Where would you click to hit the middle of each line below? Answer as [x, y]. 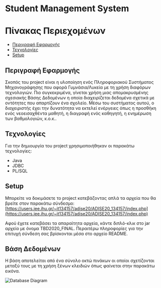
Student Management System [67, 9]
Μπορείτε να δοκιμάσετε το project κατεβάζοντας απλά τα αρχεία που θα [81, 198]
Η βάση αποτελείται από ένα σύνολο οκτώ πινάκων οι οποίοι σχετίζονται [80, 261]
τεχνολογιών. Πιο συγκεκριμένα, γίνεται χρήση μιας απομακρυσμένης [77, 92]
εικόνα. [13, 271]
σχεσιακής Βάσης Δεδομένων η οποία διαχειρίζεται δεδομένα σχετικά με [80, 97]
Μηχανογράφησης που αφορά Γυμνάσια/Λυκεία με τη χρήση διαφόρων [78, 87]
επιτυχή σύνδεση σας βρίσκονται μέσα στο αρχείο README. [67, 234]
